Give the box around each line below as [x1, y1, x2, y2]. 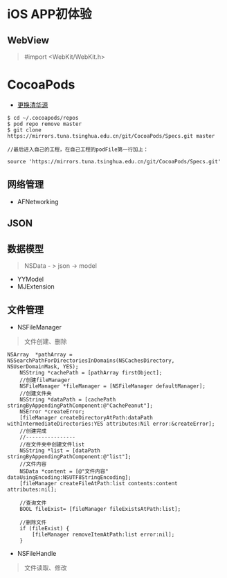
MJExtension [17, 282, 55, 291]
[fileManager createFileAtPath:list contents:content [19, 480, 178, 487]
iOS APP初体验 [7, 6, 92, 22]
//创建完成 [19, 427, 47, 435]
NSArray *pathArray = [7, 351, 73, 358]
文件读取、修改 [24, 563, 67, 572]
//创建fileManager [19, 377, 71, 383]
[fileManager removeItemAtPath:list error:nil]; [32, 531, 175, 538]
